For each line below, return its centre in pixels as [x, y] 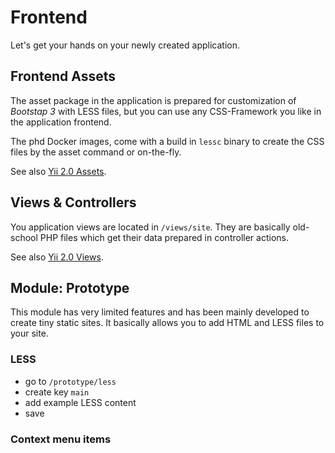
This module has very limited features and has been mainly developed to [160, 312]
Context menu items [61, 439]
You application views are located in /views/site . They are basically [150, 227]
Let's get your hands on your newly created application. [125, 45]
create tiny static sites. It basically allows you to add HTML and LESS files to [167, 323]
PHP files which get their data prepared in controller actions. [164, 237]
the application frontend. [61, 122]
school [24, 237]
